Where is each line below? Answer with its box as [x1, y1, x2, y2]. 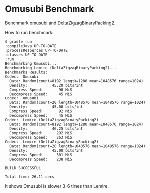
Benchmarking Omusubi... [5, 61, 57, 66]
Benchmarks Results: [5, 70, 48, 75]
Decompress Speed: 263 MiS [9, 135, 72, 140]
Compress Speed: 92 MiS [9, 108, 72, 114]
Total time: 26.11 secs [5, 174, 55, 179]
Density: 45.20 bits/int [9, 83, 83, 88]
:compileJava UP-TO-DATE [5, 43, 57, 48]
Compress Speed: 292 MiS [9, 130, 72, 135]
